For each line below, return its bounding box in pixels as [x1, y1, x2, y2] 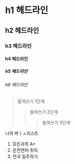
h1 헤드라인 [5, 5, 49, 16]
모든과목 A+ [12, 141, 36, 147]
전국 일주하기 [12, 153, 38, 159]
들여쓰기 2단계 [29, 109, 58, 115]
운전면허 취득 [12, 147, 38, 153]
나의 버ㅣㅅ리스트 [5, 130, 39, 136]
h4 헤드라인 [5, 56, 28, 62]
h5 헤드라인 [5, 68, 28, 74]
